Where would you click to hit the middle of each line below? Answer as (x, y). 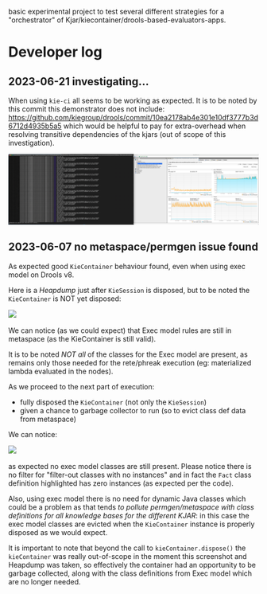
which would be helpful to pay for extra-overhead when (155, 126)
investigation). (31, 143)
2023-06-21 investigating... (79, 82)
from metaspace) (48, 419)
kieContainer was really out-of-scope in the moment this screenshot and (128, 556)
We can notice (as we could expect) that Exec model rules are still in (120, 330)
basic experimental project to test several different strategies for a (116, 12)
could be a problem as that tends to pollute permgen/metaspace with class (131, 507)
